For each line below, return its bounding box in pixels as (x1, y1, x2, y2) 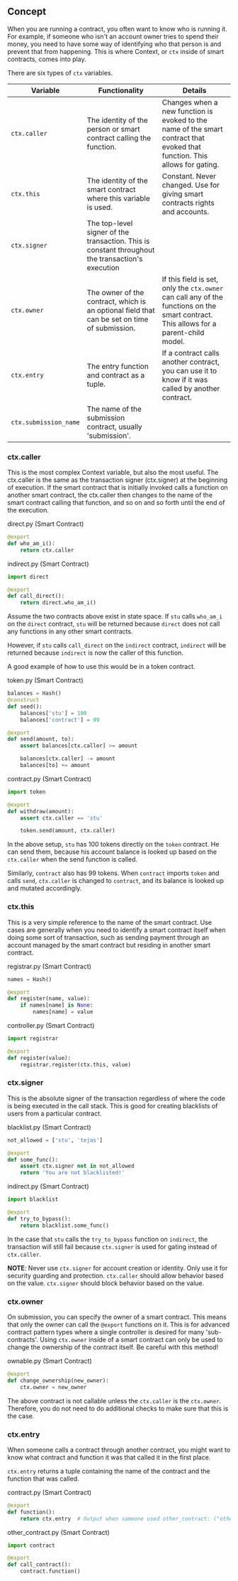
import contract (7, 1542, 55, 1549)
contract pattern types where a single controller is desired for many (7, 1328, 205, 1336)
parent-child (161, 327, 205, 337)
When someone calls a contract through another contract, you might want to (7, 1445, 231, 1454)
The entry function (86, 361, 149, 371)
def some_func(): (7, 1156, 59, 1163)
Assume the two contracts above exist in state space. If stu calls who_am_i (7, 612, 223, 621)
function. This (161, 151, 208, 161)
